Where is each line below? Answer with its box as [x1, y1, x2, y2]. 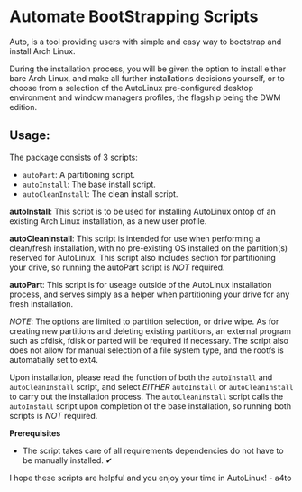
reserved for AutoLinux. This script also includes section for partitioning [9, 252, 277, 263]
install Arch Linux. [9, 45, 76, 56]
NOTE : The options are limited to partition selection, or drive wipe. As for [9, 316, 279, 327]
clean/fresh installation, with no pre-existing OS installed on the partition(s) [9, 242, 288, 254]
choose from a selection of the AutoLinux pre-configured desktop [9, 82, 254, 93]
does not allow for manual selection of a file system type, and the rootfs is [9, 345, 284, 356]
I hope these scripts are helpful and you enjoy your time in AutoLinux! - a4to [9, 472, 292, 483]
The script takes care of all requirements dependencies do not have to [22, 445, 284, 456]
